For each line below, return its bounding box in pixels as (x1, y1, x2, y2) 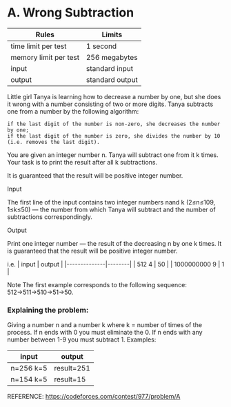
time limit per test (10, 41, 67, 51)
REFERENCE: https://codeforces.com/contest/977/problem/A (7, 393, 181, 401)
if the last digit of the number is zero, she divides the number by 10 (7, 132, 221, 139)
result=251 (54, 364, 91, 373)
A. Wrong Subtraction (7, 5, 134, 21)
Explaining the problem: (7, 305, 89, 315)
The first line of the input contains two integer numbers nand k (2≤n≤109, (7, 198, 216, 206)
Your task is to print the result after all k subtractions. (7, 158, 158, 166)
